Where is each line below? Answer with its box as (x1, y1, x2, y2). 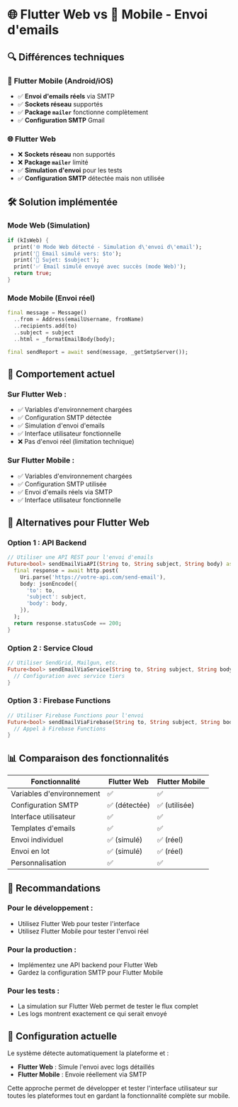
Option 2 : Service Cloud (7, 643, 93, 653)
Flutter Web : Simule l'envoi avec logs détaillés (17, 1063, 155, 1072)
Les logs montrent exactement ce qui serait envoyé (17, 1010, 168, 1018)
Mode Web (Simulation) (7, 221, 91, 230)
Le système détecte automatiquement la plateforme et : (7, 1049, 169, 1057)
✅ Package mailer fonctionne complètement (17, 108, 149, 116)
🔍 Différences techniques (7, 51, 125, 63)
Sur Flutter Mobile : (7, 455, 75, 465)
